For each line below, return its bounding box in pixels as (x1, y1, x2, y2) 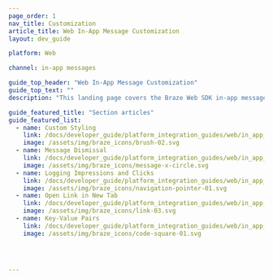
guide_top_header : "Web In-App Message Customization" (8, 79, 198, 87)
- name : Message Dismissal (15, 146, 107, 155)
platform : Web (8, 50, 57, 58)
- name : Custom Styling (15, 124, 96, 132)
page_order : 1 (8, 11, 57, 20)
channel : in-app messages (8, 64, 96, 72)
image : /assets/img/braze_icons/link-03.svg (23, 207, 176, 216)
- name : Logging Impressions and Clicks (15, 168, 154, 177)
